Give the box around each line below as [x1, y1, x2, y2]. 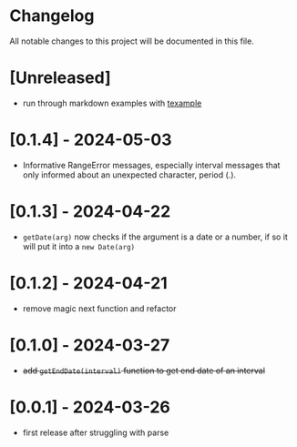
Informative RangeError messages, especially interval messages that [22, 159, 281, 170]
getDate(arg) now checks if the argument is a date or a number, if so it [22, 231, 289, 242]
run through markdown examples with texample [22, 97, 202, 108]
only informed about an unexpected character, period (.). [22, 169, 237, 180]
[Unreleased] [9, 67, 111, 88]
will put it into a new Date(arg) [22, 240, 135, 251]
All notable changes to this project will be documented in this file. [9, 36, 255, 46]
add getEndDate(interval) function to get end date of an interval [22, 365, 266, 376]
